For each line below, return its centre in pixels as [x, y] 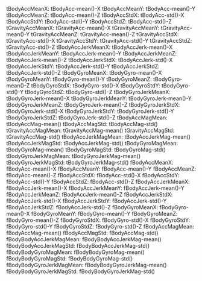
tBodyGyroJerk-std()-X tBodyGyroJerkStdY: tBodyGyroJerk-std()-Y [90, 111]
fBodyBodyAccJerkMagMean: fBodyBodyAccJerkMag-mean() [84, 239]
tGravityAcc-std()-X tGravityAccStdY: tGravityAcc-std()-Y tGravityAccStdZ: [99, 41]
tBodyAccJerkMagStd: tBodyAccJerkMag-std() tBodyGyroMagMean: [92, 143]
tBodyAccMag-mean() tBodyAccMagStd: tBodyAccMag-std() [82, 124]
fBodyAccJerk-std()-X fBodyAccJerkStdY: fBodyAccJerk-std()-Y [87, 201]
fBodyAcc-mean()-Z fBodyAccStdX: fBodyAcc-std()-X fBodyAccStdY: [93, 175]
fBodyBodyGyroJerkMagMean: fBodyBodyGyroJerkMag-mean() [87, 265]
